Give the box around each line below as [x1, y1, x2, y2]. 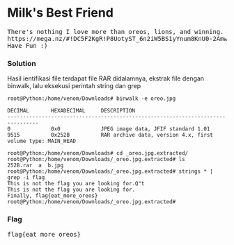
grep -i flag [7, 174, 45, 181]
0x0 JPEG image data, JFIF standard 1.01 [51, 126, 210, 133]
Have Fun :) [7, 42, 48, 49]
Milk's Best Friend [7, 5, 114, 21]
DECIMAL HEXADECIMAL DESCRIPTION [7, 108, 136, 115]
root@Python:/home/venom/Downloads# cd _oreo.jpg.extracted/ [7, 150, 189, 157]
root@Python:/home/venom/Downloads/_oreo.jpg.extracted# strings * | [7, 168, 214, 175]
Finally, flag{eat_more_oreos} [7, 192, 98, 199]
